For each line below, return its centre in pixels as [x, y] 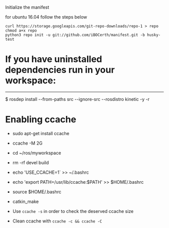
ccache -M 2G [27, 143]
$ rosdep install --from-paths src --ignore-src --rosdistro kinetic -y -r [77, 99]
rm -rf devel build [31, 162]
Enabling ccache [41, 120]
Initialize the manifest [27, 7]
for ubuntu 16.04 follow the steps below [46, 17]
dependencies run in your [60, 70]
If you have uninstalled [54, 59]
